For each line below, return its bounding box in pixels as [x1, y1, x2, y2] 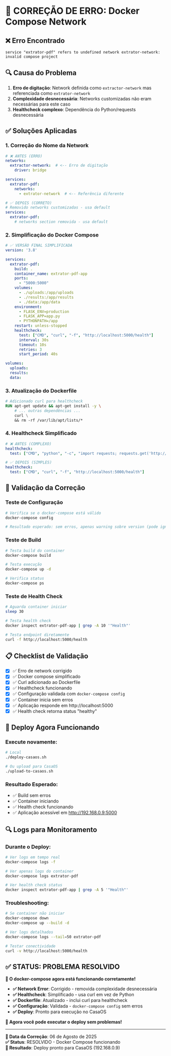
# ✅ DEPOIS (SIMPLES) [5, 460, 52, 465]
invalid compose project [5, 54, 58, 59]
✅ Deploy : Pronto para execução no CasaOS [12, 1009, 107, 1015]
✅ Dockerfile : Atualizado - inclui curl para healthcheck [12, 997, 128, 1003]
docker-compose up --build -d [5, 920, 70, 925]
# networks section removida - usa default [14, 219, 108, 224]
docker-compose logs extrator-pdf [5, 873, 79, 879]
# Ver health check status [5, 883, 63, 888]
